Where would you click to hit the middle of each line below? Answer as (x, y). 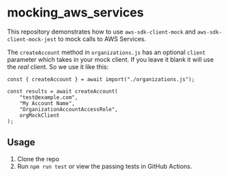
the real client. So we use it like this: (58, 67)
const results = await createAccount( (62, 91)
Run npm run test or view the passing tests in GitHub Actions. (104, 166)
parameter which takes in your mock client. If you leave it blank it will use (111, 59)
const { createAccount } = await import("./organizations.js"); (101, 79)
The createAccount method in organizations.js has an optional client (106, 52)
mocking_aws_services (76, 13)
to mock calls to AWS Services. (102, 38)
